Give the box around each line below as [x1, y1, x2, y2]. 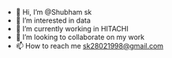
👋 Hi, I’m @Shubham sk [15, 8, 92, 16]
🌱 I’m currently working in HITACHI [15, 24, 129, 33]
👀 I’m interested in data [15, 16, 91, 25]
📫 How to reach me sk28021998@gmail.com [15, 42, 164, 50]
